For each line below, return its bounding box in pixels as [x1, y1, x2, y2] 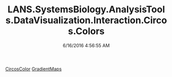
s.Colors [68, 26, 105, 37]
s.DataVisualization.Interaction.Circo [5, 14, 167, 26]
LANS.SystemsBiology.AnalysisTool [7, 4, 165, 15]
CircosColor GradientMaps [5, 66, 62, 72]
